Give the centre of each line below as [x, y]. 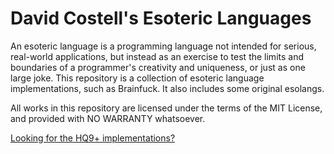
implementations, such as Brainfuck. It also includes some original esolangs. [167, 88]
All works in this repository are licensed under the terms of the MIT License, [166, 108]
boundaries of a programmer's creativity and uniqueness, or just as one [158, 67]
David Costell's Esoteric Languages [161, 18]
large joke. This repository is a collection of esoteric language [137, 78]
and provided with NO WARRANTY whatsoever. [108, 118]
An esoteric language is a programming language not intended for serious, [163, 46]
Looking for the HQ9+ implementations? [93, 138]
